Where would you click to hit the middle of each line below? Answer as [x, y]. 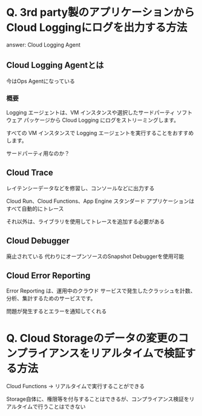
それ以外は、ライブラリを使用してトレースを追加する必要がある [86, 221]
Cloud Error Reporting [48, 276]
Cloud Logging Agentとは [55, 65]
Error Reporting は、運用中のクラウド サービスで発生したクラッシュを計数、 [101, 291]
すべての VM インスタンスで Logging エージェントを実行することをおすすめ [100, 133]
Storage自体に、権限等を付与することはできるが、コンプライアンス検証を [98, 399]
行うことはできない [62, 407]
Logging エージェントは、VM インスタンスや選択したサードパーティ [91, 113]
